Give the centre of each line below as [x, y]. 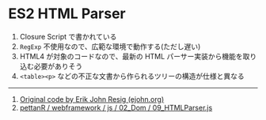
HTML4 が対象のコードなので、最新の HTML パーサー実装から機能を [131, 56]
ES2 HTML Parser [67, 14]
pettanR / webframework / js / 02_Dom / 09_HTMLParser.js [116, 107]
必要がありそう [58, 66]
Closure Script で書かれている [68, 36]
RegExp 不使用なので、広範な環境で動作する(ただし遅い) [110, 46]
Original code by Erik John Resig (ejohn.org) [92, 99]
